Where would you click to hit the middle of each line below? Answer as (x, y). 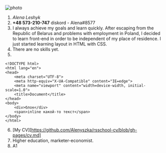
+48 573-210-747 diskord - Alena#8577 (54, 23)
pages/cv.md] (27, 135)
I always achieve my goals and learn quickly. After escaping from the (83, 28)
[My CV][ (22, 130)
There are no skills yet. (36, 49)
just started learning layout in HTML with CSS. (60, 44)
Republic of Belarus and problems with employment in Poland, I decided (86, 33)
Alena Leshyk (26, 17)
